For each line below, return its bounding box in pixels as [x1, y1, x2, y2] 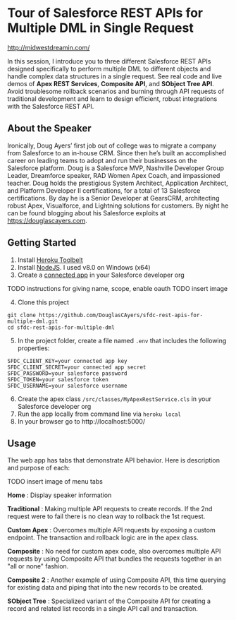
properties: [17, 344, 50, 352]
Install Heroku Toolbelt [17, 256, 83, 264]
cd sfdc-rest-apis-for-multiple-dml [7, 323, 115, 331]
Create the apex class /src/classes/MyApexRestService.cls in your [17, 394, 212, 403]
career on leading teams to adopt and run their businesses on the [7, 156, 197, 165]
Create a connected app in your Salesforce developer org [17, 270, 185, 279]
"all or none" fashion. [7, 562, 69, 571]
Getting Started [7, 237, 77, 249]
